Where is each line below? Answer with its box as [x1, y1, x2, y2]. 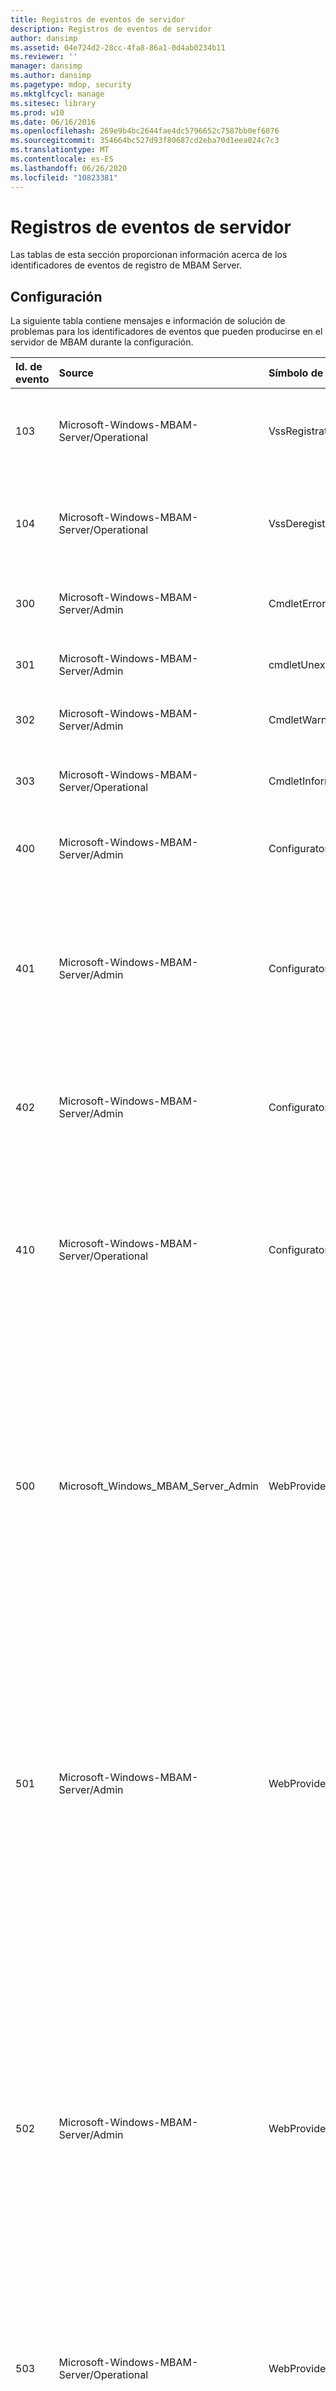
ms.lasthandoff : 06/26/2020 [10, 163, 128, 173]
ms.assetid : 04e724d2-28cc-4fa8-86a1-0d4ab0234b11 [10, 42, 226, 53]
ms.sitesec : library [10, 98, 97, 108]
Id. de [15, 360, 43, 374]
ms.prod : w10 [10, 107, 65, 118]
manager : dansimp [10, 61, 83, 71]
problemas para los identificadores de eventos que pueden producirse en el [10, 326, 323, 338]
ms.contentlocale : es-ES [10, 154, 114, 164]
